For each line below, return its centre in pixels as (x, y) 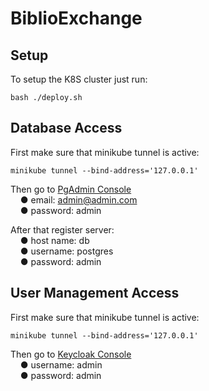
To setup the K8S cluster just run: (79, 79)
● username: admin (61, 364)
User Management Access (95, 293)
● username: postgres (66, 251)
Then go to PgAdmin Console (71, 189)
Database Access (66, 128)
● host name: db (54, 240)
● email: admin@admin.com (78, 199)
